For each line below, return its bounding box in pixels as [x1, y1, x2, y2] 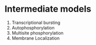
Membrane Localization [11, 35, 60, 41]
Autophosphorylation [11, 24, 55, 30]
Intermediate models [4, 3, 92, 15]
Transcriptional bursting [11, 20, 61, 25]
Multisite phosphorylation [11, 30, 64, 36]
